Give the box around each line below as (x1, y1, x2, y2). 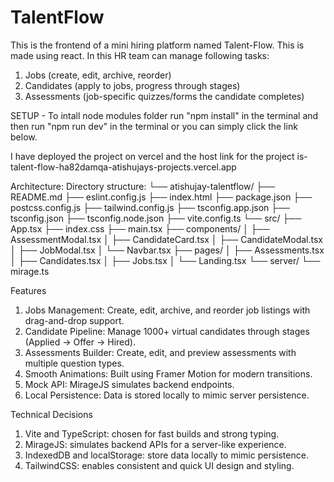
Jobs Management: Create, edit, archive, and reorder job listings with (24, 304, 311, 316)
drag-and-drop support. (24, 314, 125, 326)
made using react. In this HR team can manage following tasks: (10, 49, 270, 61)
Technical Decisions (10, 408, 93, 420)
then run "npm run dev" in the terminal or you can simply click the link (10, 120, 298, 132)
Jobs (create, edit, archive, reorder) (24, 69, 172, 81)
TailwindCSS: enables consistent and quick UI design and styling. (24, 459, 295, 471)
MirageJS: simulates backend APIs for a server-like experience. (24, 438, 287, 450)
